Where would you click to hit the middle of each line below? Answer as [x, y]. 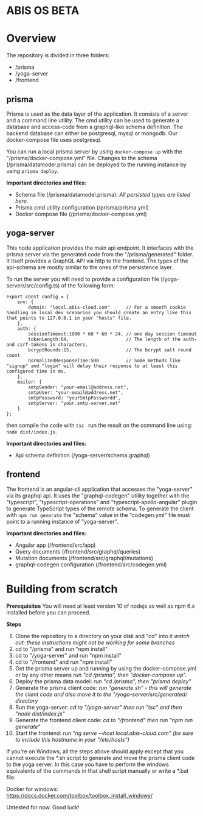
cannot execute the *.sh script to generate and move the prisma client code [101, 758]
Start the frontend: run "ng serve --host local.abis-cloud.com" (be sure [104, 733]
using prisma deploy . [33, 171]
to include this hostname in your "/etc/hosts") [72, 739]
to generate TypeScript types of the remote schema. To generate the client [100, 508]
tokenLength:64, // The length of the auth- [113, 339]
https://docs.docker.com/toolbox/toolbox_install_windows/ [80, 795]
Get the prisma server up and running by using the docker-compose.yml [105, 668]
